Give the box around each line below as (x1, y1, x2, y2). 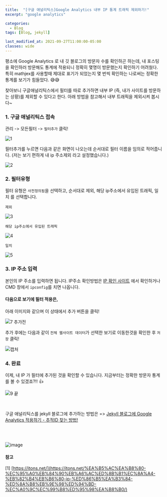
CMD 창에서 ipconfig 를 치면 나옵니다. (5, 284, 80, 290)
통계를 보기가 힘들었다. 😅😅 (5, 77, 60, 83)
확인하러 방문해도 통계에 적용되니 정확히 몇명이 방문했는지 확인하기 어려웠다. (10, 64, 159, 70)
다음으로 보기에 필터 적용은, (5, 296, 58, 302)
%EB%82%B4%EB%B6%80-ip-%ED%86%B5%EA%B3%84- (5, 476, 133, 482)
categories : (5, 21, 30, 26)
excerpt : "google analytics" (5, 12, 66, 17)
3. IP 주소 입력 (5, 265, 37, 272)
